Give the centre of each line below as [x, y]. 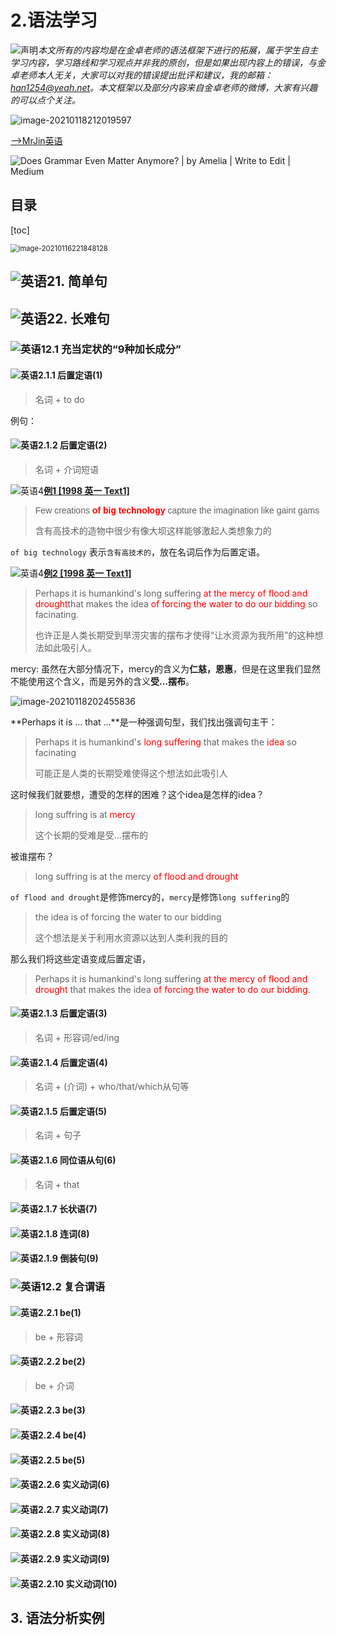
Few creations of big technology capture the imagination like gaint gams [177, 510]
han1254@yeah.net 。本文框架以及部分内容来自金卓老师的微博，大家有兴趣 [164, 87]
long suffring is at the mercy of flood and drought [136, 876]
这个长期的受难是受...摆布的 [91, 835]
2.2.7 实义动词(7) [73, 1509]
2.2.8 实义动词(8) [74, 1534]
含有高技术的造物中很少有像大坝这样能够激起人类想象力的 [153, 530]
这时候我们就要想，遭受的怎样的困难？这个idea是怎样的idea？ [137, 794]
